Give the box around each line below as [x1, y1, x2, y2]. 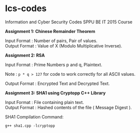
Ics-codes [5, 3, 47, 14]
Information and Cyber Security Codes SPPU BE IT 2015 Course [5, 19, 133, 25]
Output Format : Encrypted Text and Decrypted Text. [5, 81, 110, 86]
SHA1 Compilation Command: [5, 114, 64, 119]
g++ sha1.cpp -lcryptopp [5, 123, 55, 128]
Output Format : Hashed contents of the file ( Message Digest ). [5, 104, 132, 110]
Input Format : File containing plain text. [5, 99, 84, 105]
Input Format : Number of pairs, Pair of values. [5, 37, 98, 44]
